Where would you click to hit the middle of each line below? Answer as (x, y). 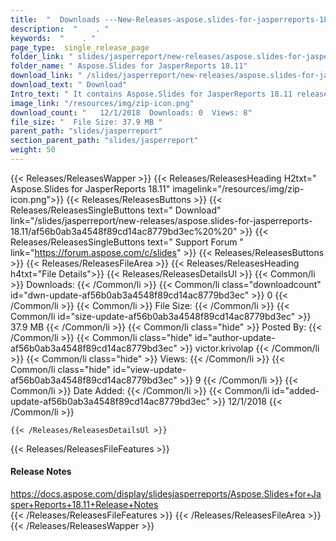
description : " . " (60, 29)
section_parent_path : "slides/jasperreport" (104, 141)
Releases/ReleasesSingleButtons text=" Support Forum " (127, 242)
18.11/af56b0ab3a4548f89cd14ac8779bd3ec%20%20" (124, 231)
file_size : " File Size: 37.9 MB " (86, 122)
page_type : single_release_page (80, 47)
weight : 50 (33, 150)
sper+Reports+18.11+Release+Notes (84, 505)
